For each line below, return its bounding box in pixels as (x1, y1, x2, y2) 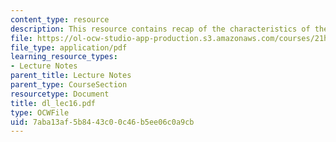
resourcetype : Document (10, 89, 110, 99)
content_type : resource (10, 14, 110, 25)
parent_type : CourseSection (10, 80, 128, 90)
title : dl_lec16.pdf (10, 98, 97, 108)
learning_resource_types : (10, 52, 118, 62)
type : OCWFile (10, 107, 70, 118)
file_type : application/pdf (10, 42, 128, 53)
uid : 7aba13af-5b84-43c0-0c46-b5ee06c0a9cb (10, 117, 195, 127)
